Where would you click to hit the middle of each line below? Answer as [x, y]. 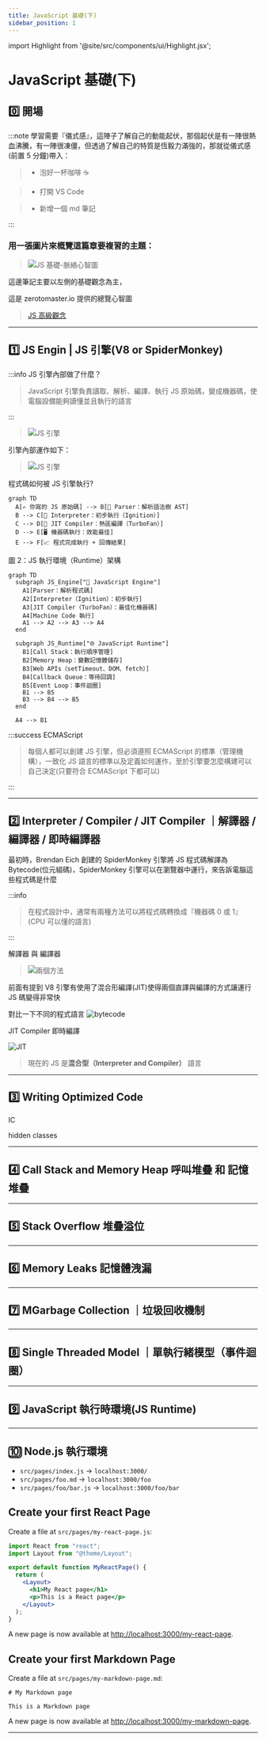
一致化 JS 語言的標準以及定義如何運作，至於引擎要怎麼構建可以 [148, 761]
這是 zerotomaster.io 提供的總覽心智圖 [70, 298]
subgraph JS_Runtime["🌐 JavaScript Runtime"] [92, 643]
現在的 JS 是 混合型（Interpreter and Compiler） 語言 [114, 1063]
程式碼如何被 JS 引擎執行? [51, 483]
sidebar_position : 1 [42, 23]
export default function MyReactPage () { [78, 1568]
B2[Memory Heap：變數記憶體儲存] [73, 660]
